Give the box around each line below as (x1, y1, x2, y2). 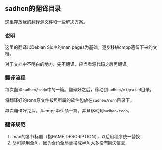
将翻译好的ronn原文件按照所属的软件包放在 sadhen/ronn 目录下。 (5, 97, 135, 103)
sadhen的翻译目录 (5, 4, 61, 13)
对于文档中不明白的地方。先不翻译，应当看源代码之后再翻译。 (5, 61, 131, 67)
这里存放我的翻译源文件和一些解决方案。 (5, 19, 88, 25)
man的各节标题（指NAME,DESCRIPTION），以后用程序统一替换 (12, 133, 140, 139)
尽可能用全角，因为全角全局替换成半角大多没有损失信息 (12, 140, 125, 146)
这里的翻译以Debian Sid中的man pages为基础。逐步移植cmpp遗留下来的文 (5, 44, 157, 50)
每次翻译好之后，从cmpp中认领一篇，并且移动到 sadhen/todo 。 (5, 108, 133, 113)
